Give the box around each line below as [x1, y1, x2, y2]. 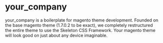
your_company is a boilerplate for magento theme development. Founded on [5, 17, 159, 23]
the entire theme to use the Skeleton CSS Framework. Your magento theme [5, 27, 156, 33]
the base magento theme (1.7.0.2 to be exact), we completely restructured [5, 22, 153, 28]
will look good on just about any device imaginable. [5, 32, 108, 38]
